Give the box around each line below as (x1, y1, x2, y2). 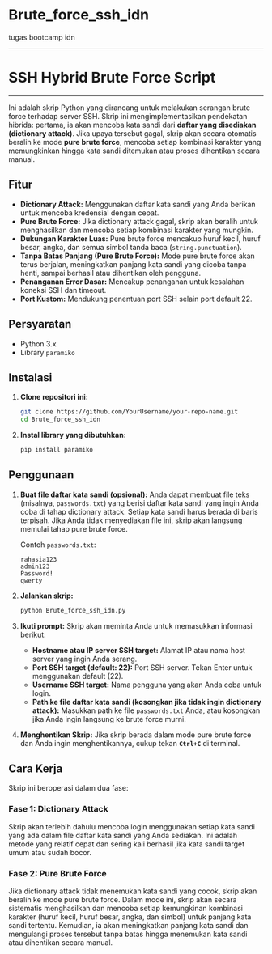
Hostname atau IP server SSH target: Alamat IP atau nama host (32, 645, 245, 655)
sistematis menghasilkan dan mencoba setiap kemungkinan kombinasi (8, 904, 243, 914)
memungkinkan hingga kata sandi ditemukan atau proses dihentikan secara (8, 146, 261, 155)
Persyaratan (8, 317, 72, 331)
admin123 (19, 562, 50, 570)
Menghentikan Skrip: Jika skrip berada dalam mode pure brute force (19, 730, 252, 740)
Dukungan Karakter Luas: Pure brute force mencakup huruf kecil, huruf (19, 233, 261, 244)
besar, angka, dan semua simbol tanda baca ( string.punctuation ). (19, 242, 243, 252)
